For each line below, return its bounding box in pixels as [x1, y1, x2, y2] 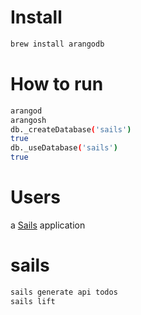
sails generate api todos [10, 287, 118, 297]
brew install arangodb [10, 39, 105, 49]
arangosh [10, 115, 47, 125]
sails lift [10, 296, 56, 306]
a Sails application [10, 219, 86, 231]
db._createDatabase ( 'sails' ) [10, 124, 132, 135]
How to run [10, 73, 104, 95]
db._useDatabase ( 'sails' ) [10, 143, 118, 153]
